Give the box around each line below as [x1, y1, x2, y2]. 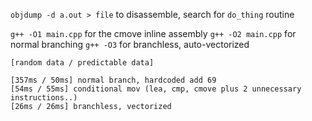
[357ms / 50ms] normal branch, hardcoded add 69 [10, 75, 217, 85]
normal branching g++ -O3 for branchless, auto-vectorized [10, 39, 250, 50]
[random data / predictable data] [10, 58, 155, 68]
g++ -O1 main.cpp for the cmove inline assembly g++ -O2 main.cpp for [10, 28, 297, 39]
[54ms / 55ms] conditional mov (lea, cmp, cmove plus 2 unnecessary [10, 84, 302, 94]
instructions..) [10, 93, 78, 103]
